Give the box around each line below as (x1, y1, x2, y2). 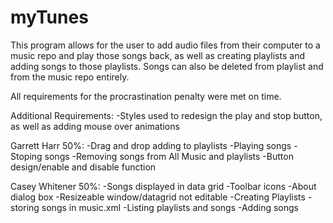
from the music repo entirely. (10, 71, 130, 83)
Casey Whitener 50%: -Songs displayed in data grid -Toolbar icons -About (10, 180, 317, 192)
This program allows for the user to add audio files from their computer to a (10, 39, 321, 51)
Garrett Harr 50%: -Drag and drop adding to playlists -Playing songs (10, 139, 292, 151)
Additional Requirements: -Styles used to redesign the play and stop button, (10, 109, 323, 121)
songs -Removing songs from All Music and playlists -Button (44, 150, 294, 162)
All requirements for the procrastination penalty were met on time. (10, 90, 282, 102)
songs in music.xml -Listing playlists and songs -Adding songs (41, 201, 299, 213)
